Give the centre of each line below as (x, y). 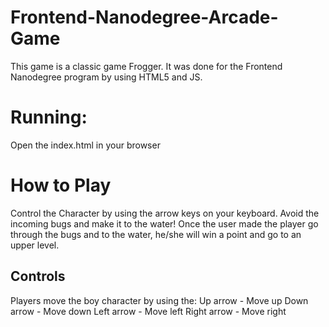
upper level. (35, 245)
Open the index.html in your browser (85, 145)
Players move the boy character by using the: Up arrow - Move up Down (159, 300)
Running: (49, 117)
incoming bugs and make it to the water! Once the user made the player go (164, 223)
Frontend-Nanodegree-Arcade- (144, 17)
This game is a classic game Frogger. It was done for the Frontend (146, 66)
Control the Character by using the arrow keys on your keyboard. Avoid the (165, 213)
